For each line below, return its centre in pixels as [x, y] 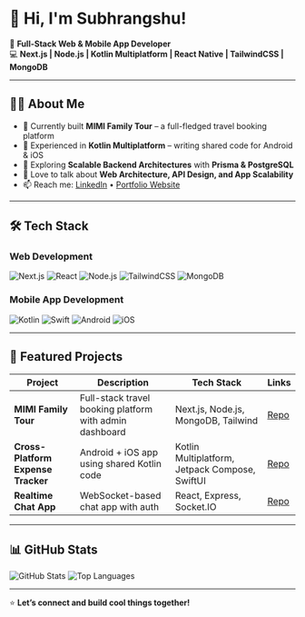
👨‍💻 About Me [47, 104]
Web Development [51, 256]
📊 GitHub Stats [54, 549]
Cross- [30, 446]
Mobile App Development [67, 300]
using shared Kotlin [121, 463]
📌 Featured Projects [66, 357]
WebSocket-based [121, 495]
